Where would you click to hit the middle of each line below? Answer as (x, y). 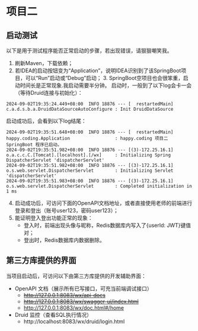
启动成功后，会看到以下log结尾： (47, 121)
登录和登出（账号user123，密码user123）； (66, 211)
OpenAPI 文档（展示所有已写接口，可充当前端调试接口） (83, 288)
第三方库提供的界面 (41, 261)
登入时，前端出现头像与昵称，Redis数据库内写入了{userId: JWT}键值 (107, 225)
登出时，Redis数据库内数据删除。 (64, 240)
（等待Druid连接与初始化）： (49, 93)
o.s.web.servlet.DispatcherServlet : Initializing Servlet (90, 171)
